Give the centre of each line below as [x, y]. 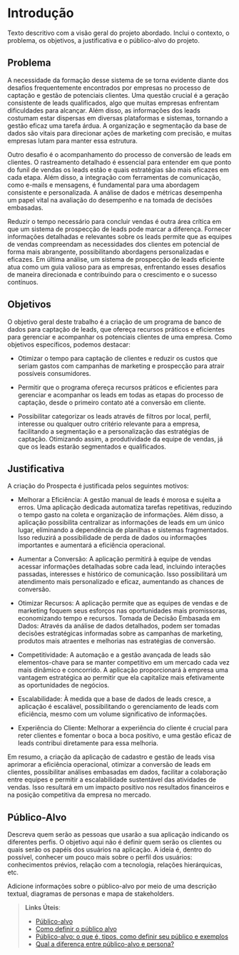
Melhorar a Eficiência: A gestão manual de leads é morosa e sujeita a [119, 500]
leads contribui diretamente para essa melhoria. [88, 743]
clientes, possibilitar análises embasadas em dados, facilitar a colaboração [117, 772]
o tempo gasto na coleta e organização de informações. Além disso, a [120, 515]
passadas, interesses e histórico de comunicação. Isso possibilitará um [122, 574]
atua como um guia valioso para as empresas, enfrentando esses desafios [117, 267]
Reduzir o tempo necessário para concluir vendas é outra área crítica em [115, 221]
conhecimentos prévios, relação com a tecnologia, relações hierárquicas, [115, 865]
